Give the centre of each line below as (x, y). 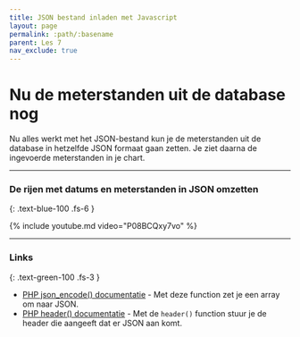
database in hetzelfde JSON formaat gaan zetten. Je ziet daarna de (133, 148)
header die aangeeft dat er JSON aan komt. (102, 323)
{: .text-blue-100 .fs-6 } (52, 209)
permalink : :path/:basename (62, 34)
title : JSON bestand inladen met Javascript (93, 17)
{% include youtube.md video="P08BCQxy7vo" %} (104, 226)
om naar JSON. (50, 304)
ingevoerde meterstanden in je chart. (77, 158)
